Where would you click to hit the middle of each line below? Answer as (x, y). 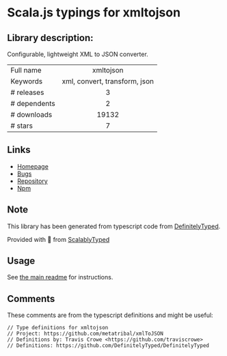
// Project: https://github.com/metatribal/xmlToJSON (85, 334)
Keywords (27, 81)
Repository (32, 181)
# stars (22, 126)
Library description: (50, 38)
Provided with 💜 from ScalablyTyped (58, 239)
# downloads (31, 114)
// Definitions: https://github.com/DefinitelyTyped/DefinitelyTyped (108, 346)
